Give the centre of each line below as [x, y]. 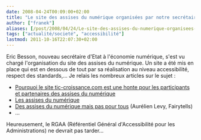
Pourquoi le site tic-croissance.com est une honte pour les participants [102, 87]
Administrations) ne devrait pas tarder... [55, 130]
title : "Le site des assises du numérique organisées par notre [88, 17]
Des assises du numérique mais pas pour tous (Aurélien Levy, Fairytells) [104, 106]
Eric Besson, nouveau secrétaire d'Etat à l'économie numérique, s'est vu [96, 57]
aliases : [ [20, 28]
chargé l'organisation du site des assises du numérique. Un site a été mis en [100, 63]
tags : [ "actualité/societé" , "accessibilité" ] [65, 34]
